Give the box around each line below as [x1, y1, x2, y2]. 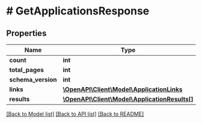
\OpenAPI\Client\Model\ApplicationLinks [63, 85, 183, 94]
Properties [6, 28, 47, 38]
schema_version [9, 76, 57, 83]
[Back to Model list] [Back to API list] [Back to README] [6, 110, 144, 118]
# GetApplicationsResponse [6, 4, 150, 18]
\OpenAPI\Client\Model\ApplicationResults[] [63, 95, 194, 103]
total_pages [9, 66, 44, 74]
